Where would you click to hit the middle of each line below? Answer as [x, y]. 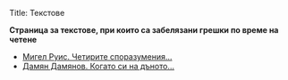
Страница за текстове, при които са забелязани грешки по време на [144, 30]
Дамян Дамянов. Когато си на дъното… [98, 66]
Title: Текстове [37, 13]
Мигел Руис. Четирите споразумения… [97, 56]
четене [23, 40]
